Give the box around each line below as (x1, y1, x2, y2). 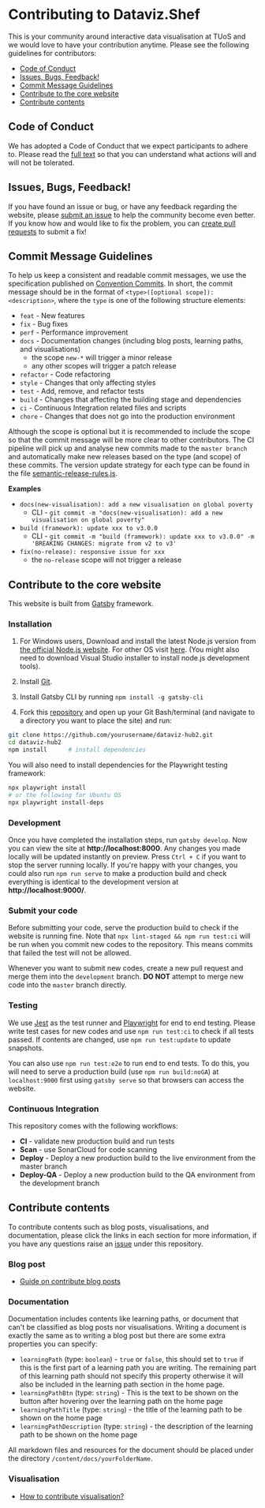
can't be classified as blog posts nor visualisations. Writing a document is (8, 1323, 247, 1332)
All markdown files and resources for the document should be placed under (8, 1446, 254, 1455)
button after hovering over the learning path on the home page (19, 1397, 223, 1406)
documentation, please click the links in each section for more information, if (8, 1230, 257, 1240)
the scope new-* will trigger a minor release (31, 353, 172, 362)
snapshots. (8, 1043, 45, 1053)
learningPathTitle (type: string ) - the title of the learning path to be (19, 1405, 243, 1414)
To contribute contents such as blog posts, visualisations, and (8, 1222, 209, 1232)
